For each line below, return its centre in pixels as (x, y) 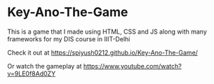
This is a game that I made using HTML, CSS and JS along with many (107, 31)
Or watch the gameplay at (45, 66)
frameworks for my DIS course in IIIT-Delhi (69, 38)
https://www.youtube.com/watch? (133, 66)
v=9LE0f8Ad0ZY (32, 73)
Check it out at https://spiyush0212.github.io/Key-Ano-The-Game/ (103, 52)
